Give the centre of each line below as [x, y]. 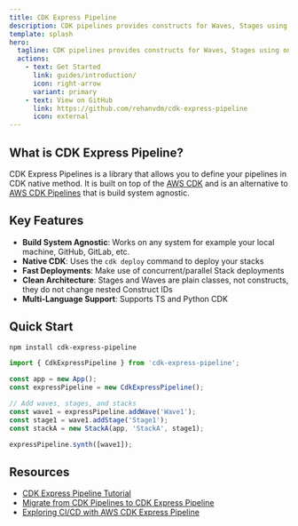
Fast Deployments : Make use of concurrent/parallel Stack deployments [153, 270]
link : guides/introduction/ [85, 76]
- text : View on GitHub [69, 100]
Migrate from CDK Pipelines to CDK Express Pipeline [118, 503]
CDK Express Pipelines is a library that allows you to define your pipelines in [148, 173]
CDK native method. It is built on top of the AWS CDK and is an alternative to [149, 183]
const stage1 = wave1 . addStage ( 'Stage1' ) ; [89, 420]
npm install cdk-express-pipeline [73, 347]
